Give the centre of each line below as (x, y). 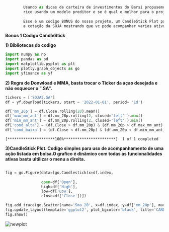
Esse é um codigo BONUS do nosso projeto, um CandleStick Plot (91, 21)
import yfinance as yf (29, 73)
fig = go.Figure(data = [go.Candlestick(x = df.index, (59, 173)
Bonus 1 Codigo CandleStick (35, 36)
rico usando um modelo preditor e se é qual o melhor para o (89, 12)
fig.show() (17, 214)
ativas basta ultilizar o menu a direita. (45, 159)
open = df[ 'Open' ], (59, 182)
